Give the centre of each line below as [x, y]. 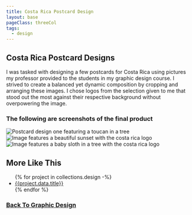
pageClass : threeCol [32, 23]
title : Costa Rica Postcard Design [50, 12]
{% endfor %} [32, 190]
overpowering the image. [37, 103]
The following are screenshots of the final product [79, 118]
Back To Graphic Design [41, 205]
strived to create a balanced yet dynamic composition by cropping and [92, 84]
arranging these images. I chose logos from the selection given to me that [96, 91]
